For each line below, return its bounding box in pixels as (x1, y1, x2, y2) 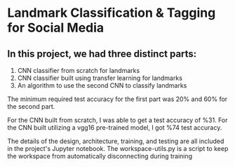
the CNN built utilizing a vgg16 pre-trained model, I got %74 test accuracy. (7, 123, 222, 131)
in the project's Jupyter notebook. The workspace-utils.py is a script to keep (7, 145, 229, 152)
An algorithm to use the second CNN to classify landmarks (17, 81, 187, 89)
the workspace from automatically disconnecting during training (7, 152, 193, 160)
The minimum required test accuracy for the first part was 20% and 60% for (7, 95, 228, 103)
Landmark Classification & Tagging (7, 5, 216, 21)
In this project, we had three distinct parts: (7, 48, 197, 60)
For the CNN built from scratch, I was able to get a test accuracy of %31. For (7, 116, 228, 124)
